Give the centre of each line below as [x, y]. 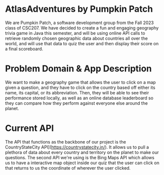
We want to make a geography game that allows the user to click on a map [81, 82]
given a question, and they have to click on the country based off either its [80, 87]
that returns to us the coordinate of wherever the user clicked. [68, 168]
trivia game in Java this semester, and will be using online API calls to [75, 33]
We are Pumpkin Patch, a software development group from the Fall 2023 [79, 23]
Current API [29, 128]
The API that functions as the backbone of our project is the [66, 142]
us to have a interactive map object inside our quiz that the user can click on [82, 163]
